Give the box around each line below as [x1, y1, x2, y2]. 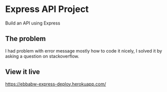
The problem [5, 34, 46, 43]
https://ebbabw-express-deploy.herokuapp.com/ [5, 81, 106, 87]
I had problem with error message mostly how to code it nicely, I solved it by [5, 47, 162, 53]
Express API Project [5, 3, 89, 15]
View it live [5, 67, 40, 76]
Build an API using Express [5, 20, 60, 26]
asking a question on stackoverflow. [5, 53, 79, 59]
